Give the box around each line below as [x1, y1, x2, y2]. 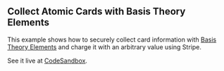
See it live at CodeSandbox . [7, 56, 88, 65]
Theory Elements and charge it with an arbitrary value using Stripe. [7, 42, 202, 51]
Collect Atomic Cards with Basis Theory [7, 6, 186, 18]
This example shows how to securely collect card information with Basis [7, 35, 217, 44]
